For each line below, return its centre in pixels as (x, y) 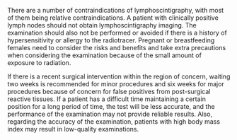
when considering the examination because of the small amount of (104, 55)
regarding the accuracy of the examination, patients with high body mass (114, 122)
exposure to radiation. (39, 63)
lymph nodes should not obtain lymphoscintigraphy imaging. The (102, 25)
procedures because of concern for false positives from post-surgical (109, 92)
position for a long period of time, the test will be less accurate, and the (111, 106)
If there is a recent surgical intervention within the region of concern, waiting (119, 76)
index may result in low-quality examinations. (73, 129)
